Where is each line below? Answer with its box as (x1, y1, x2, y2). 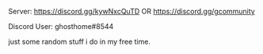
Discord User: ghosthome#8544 (8, 22, 114, 31)
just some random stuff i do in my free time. (8, 37, 151, 46)
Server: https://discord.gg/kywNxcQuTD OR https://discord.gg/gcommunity (8, 7, 255, 16)
